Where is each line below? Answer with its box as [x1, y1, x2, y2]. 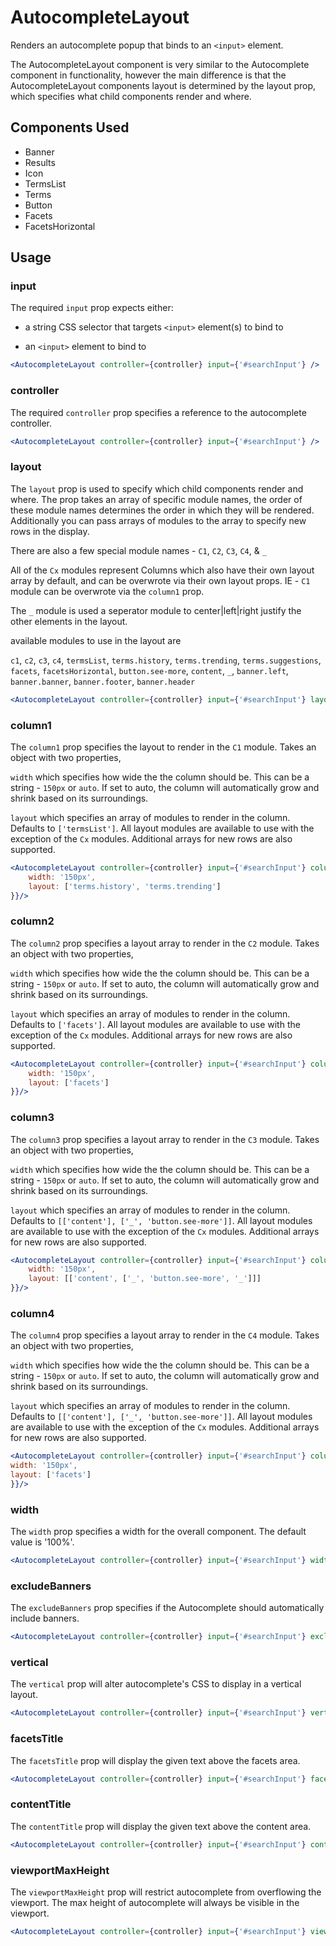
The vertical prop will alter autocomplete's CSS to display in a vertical [10, 1678, 302, 1690]
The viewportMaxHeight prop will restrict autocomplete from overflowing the [10, 1886, 322, 1898]
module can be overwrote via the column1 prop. [10, 585, 205, 597]
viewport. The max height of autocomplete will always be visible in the [10, 1897, 300, 1908]
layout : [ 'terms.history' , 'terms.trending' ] [28, 881, 222, 891]
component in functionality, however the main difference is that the [10, 69, 287, 81]
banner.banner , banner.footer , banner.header [10, 675, 196, 687]
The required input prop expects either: [10, 302, 174, 314]
